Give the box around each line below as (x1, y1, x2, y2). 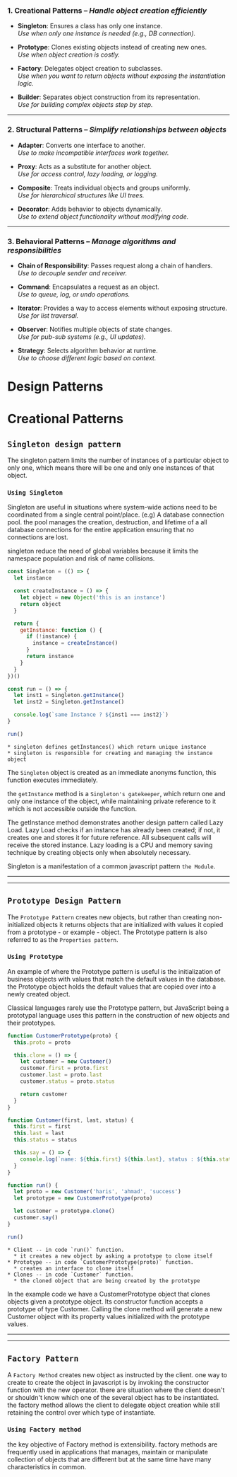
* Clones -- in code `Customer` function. (7, 1271, 134, 1278)
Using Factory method (7, 1425, 82, 1434)
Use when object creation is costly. (17, 50, 120, 59)
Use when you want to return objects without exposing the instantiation (17, 71, 226, 80)
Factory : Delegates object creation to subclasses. (17, 64, 163, 73)
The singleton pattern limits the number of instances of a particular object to (7, 456, 229, 465)
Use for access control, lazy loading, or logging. (17, 169, 159, 178)
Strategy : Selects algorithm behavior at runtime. (17, 346, 159, 355)
